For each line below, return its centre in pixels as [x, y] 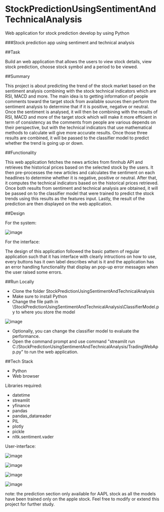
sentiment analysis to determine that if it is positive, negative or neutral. [77, 106]
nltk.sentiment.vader [33, 436]
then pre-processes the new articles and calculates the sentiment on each [80, 172]
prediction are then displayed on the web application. [59, 204]
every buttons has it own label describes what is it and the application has [80, 261]
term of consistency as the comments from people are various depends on [81, 122]
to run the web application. [51, 352]
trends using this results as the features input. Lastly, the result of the [75, 198]
